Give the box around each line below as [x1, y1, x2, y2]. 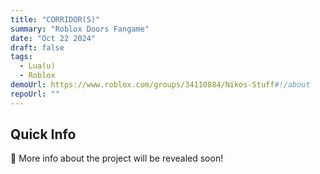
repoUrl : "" [10, 89, 60, 99]
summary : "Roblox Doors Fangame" [10, 24, 150, 34]
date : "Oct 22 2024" [10, 33, 97, 43]
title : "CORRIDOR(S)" [10, 14, 101, 25]
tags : [10, 52, 33, 62]
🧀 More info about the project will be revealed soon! [10, 152, 224, 165]
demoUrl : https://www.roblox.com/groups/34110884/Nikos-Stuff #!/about [10, 80, 311, 90]
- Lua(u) [19, 61, 56, 71]
